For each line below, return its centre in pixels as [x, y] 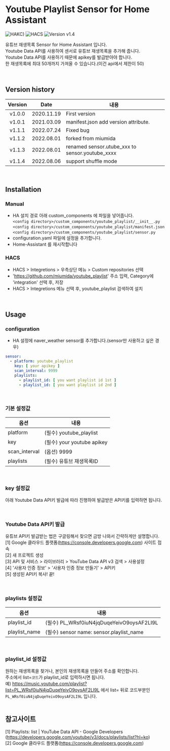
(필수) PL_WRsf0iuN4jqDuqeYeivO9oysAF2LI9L [102, 622]
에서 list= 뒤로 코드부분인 [125, 690]
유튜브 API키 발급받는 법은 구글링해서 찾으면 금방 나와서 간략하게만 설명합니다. [82, 536]
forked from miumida [91, 138]
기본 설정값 [18, 409]
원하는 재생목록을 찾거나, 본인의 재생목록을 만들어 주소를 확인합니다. [72, 671]
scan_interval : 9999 [36, 371]
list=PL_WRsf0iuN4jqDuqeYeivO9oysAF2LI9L [52, 690]
